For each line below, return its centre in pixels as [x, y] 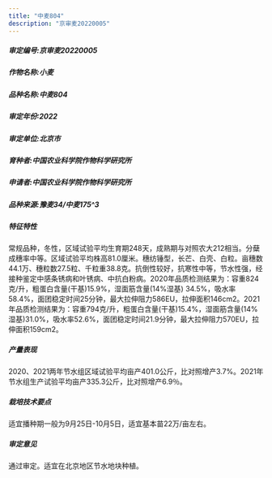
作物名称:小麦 [31, 72]
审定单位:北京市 [34, 138]
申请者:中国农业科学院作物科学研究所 [70, 183]
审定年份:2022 [33, 116]
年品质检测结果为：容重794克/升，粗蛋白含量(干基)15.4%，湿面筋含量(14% [133, 309]
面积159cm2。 [39, 329]
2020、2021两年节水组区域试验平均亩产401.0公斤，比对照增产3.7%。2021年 [136, 372]
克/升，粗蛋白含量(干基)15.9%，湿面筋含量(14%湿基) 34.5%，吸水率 [122, 289]
